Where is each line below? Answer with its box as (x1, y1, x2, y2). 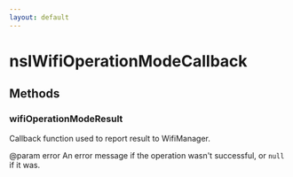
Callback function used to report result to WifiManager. (9, 133, 210, 143)
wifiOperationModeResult (9, 112, 123, 125)
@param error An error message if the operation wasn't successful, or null (9, 150, 285, 160)
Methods (9, 86, 60, 102)
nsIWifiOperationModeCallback (9, 50, 248, 71)
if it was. (9, 159, 41, 170)
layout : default (9, 12, 69, 22)
